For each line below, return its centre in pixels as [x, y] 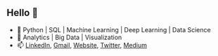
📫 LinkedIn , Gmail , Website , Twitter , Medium [82, 45]
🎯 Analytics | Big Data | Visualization [69, 37]
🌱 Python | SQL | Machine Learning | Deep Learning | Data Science [114, 29]
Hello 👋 [23, 13]
